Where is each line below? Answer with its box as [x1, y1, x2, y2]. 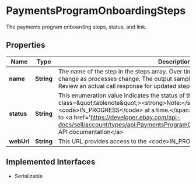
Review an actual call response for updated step [58, 82, 190, 90]
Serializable [14, 172, 43, 179]
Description [157, 57, 191, 65]
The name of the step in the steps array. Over [58, 67, 183, 75]
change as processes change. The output [58, 75, 172, 83]
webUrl [9, 137, 30, 145]
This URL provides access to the [58, 137, 147, 145]
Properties [6, 40, 45, 50]
